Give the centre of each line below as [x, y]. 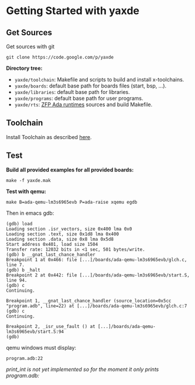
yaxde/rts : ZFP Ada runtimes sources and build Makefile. [83, 104]
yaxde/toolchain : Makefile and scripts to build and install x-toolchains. [99, 80]
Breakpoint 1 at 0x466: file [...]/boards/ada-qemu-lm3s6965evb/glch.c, [97, 259]
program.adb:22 [25, 358]
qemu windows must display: [41, 347]
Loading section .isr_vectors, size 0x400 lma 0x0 [69, 229]
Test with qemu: [26, 191]
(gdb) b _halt [23, 270]
